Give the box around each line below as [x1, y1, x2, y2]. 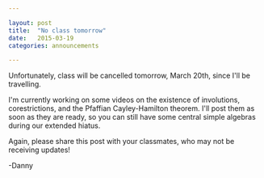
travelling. [8, 79, 42, 89]
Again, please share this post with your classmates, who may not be [8, 137, 235, 146]
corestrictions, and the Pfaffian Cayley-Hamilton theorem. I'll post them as [8, 104, 255, 113]
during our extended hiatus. [8, 121, 101, 130]
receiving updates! [8, 145, 71, 155]
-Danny [8, 161, 34, 171]
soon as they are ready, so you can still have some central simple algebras [8, 112, 256, 122]
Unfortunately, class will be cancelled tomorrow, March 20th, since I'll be [8, 70, 250, 81]
